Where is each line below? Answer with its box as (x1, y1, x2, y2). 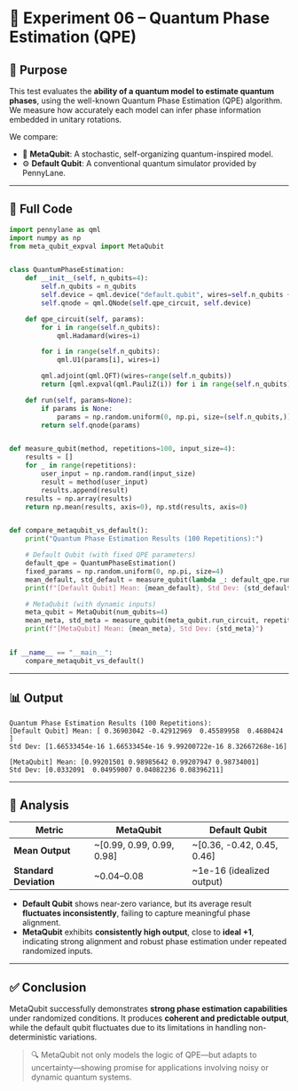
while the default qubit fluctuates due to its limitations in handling (9, 1023, 247, 1033)
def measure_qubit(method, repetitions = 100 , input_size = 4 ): (9, 445, 237, 453)
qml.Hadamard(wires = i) (56, 331, 141, 341)
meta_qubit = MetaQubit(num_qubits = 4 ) (25, 608, 169, 617)
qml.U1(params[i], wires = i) (56, 356, 161, 365)
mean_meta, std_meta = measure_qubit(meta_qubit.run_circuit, (25, 616, 260, 625)
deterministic (9, 1031, 58, 1043)
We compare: (9, 132, 59, 141)
